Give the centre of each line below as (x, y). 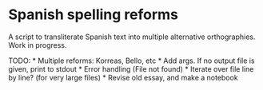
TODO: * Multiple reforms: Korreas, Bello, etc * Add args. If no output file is (131, 61)
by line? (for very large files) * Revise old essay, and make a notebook (123, 77)
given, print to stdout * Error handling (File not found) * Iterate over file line (131, 68)
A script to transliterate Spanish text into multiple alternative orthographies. (132, 37)
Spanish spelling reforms (93, 15)
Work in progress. (38, 45)
